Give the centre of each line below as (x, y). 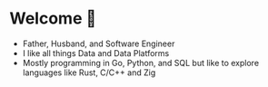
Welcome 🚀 (53, 19)
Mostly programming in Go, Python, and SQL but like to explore (141, 63)
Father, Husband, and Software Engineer (99, 43)
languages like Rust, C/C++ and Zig (89, 72)
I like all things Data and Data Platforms (96, 53)
